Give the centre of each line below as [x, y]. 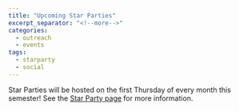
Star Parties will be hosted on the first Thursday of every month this [120, 90]
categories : [28, 30]
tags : [17, 52]
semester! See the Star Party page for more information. [101, 98]
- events [30, 45]
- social [30, 67]
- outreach [34, 38]
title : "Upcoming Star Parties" [62, 15]
